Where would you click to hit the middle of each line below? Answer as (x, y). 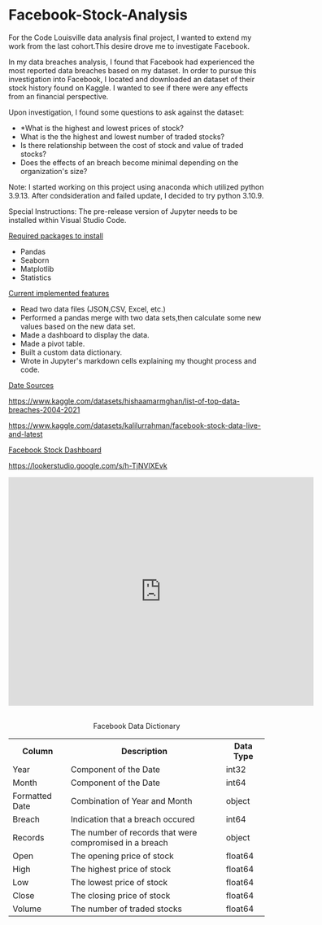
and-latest (26, 434)
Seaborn (35, 260)
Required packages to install (56, 236)
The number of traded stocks (126, 909)
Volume (27, 909)
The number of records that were (134, 832)
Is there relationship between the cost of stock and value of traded (132, 145)
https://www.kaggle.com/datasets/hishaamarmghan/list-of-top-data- (124, 401)
